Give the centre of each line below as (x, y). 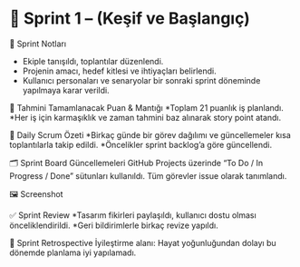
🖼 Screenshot (36, 193)
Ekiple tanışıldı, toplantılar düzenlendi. (93, 61)
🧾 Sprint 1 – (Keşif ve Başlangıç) (130, 19)
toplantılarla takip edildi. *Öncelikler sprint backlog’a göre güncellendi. (141, 144)
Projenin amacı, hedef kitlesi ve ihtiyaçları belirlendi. (119, 71)
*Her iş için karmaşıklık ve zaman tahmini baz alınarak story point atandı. (145, 117)
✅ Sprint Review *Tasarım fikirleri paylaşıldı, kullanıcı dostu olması (133, 215)
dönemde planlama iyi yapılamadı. (73, 252)
